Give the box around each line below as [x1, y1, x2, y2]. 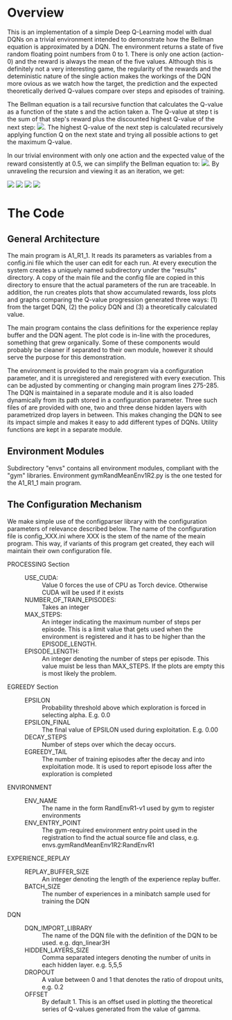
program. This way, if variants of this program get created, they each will [7, 539, 215, 547]
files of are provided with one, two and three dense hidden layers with [7, 403, 207, 412]
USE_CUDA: [24, 573, 59, 581]
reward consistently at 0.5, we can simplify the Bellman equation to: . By [7, 159, 220, 168]
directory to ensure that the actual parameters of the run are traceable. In [7, 281, 216, 289]
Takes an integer [42, 603, 90, 611]
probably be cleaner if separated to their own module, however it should [7, 345, 213, 354]
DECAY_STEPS [24, 732, 67, 741]
